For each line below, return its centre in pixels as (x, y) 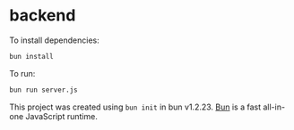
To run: (22, 73)
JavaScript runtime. (62, 116)
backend (43, 16)
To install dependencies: (55, 40)
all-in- (274, 107)
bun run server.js (43, 90)
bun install (31, 56)
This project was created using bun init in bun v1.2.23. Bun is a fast (135, 107)
